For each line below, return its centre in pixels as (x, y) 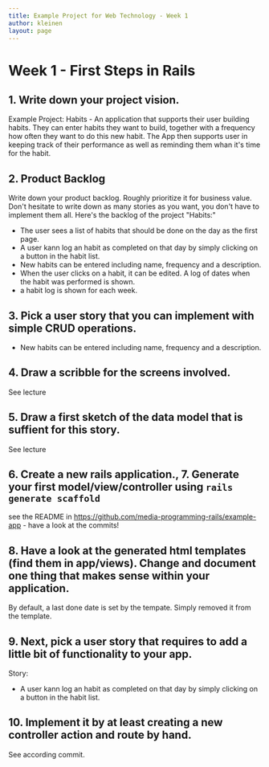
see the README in (40, 517)
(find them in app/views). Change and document (132, 563)
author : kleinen (35, 23)
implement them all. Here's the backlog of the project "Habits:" (112, 215)
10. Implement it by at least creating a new (116, 722)
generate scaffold (54, 499)
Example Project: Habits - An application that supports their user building (129, 119)
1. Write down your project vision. (94, 100)
